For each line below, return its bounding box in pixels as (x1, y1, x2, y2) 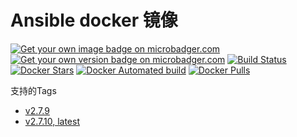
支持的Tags (10, 84, 57, 96)
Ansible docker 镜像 (10, 9, 178, 32)
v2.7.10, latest (24, 115, 81, 127)
